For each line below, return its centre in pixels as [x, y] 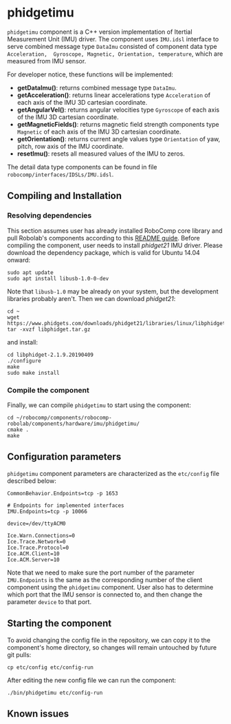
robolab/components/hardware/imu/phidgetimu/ [73, 424]
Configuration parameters [64, 457]
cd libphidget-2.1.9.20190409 [51, 355]
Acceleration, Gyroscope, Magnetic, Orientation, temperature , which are [115, 54]
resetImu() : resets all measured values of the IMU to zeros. [101, 154]
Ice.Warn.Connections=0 [41, 535]
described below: [32, 481]
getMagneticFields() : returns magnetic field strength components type [118, 124]
